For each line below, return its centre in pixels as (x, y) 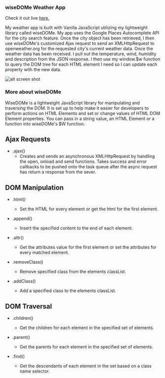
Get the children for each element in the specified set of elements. (87, 328)
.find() (18, 356)
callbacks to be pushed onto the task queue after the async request (88, 167)
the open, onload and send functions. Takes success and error (83, 161)
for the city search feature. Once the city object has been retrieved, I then (80, 38)
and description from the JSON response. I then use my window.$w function (83, 59)
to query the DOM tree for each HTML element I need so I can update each (81, 64)
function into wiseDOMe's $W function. (45, 124)
